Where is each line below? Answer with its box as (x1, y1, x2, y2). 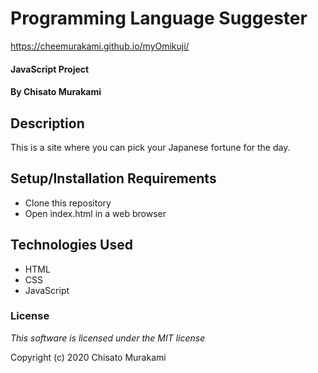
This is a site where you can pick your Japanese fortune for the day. (10, 141, 291, 153)
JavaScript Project (10, 63, 90, 75)
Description (10, 115, 85, 132)
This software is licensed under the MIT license (10, 332, 206, 344)
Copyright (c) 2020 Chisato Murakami (10, 351, 167, 363)
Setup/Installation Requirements (10, 170, 217, 187)
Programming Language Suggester (10, 7, 308, 30)
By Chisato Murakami (10, 86, 102, 98)
